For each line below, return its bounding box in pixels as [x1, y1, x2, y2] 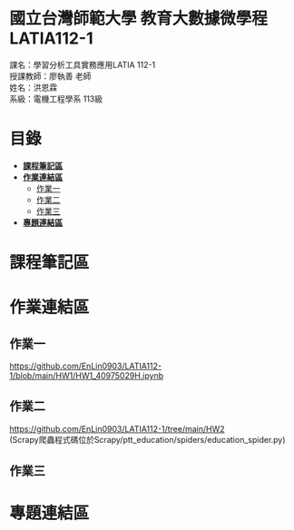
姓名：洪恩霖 [9, 82, 57, 93]
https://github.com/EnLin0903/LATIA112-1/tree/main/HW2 [9, 423, 225, 434]
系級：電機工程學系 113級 [9, 93, 103, 104]
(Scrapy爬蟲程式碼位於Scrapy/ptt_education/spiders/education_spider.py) [9, 434, 286, 445]
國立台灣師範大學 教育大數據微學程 [9, 8, 268, 29]
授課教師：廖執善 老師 [9, 70, 92, 82]
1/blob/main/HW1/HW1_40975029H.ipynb [9, 370, 164, 381]
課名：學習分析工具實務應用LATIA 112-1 [9, 59, 156, 70]
